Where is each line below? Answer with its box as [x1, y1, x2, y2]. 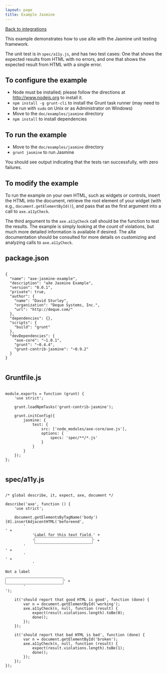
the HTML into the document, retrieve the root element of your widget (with [5, 197, 161, 204]
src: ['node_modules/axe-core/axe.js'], [41, 426, 127, 432]
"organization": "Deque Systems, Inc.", [14, 302, 100, 307]
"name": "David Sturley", [14, 298, 69, 303]
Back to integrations [5, 26, 47, 32]
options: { [41, 431, 64, 436]
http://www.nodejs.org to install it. [12, 95, 83, 101]
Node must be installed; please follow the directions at [12, 89, 126, 96]
